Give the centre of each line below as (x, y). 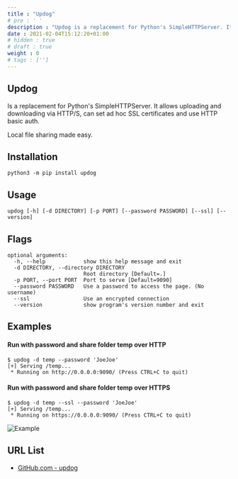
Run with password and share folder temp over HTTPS (89, 388)
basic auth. (24, 120)
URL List (26, 451)
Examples (29, 327)
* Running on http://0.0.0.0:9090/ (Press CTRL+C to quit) (100, 372)
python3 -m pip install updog (52, 173)
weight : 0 (23, 54)
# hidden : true (31, 40)
